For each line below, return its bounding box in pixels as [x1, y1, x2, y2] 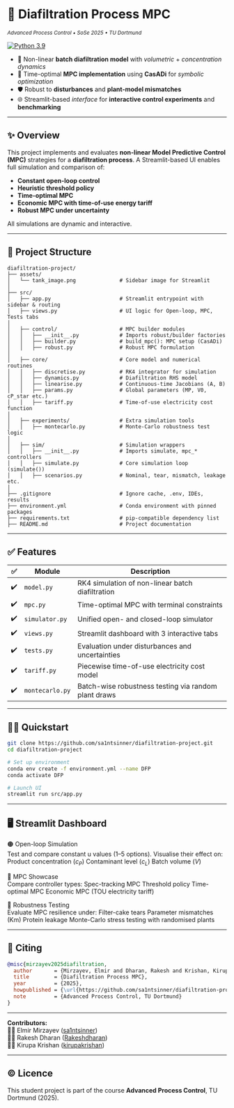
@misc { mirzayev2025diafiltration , [7, 960, 108, 967]
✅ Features [7, 546, 57, 558]
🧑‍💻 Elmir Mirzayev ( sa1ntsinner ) [7, 1026, 98, 1034]
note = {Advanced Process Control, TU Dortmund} [13, 993, 182, 1000]
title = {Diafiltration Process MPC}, [13, 974, 148, 981]
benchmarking [17, 102, 61, 111]
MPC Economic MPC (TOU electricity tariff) [30, 887, 155, 896]
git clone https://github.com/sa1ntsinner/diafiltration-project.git [7, 740, 214, 747]
